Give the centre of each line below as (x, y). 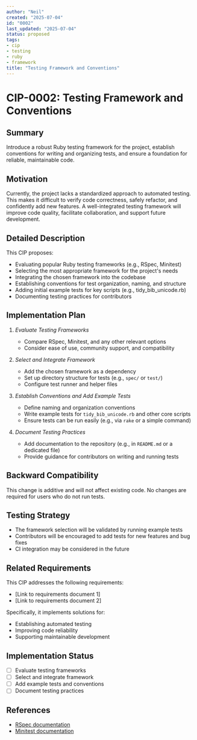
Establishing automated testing (53, 624)
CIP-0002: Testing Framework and (95, 98)
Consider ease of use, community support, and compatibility (99, 348)
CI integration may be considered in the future (72, 549)
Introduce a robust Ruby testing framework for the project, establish (90, 147)
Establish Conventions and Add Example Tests (73, 396)
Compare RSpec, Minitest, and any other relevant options (95, 341)
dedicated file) (42, 450)
